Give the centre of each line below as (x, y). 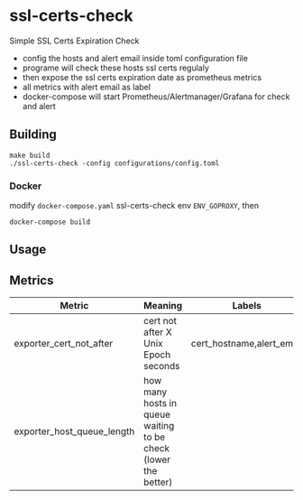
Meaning (163, 306)
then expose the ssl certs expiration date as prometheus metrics (142, 77)
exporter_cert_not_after (64, 344)
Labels (247, 306)
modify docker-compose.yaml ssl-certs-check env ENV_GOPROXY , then (134, 206)
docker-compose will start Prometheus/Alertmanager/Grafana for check (156, 97)
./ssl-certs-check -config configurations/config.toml (115, 163)
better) (158, 482)
